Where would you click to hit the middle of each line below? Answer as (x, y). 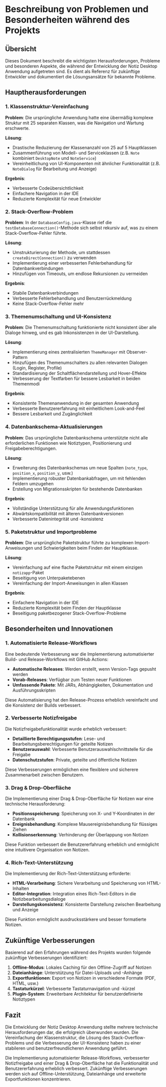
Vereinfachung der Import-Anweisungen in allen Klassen (70, 583)
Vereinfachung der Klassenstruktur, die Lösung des (58, 1038)
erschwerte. (17, 128)
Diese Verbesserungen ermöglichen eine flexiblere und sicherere (72, 769)
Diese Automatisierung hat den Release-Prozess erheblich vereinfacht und (82, 700)
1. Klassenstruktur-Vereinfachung (47, 107)
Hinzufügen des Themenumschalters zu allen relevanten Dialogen (80, 362)
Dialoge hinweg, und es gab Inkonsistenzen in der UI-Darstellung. (72, 333)
